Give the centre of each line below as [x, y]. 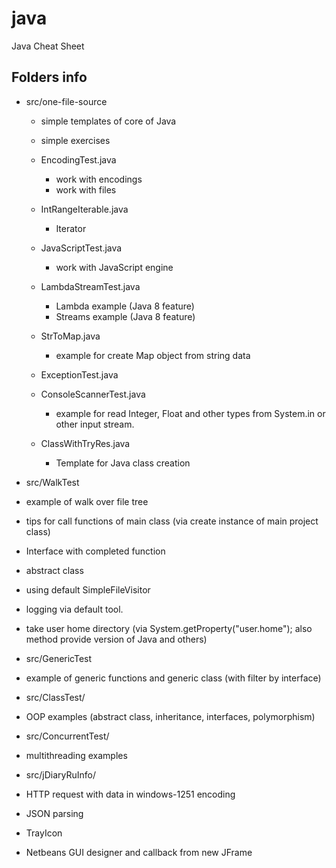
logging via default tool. [74, 609]
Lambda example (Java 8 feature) [125, 306]
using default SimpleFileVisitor [88, 589]
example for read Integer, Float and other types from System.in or [190, 413]
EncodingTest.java [78, 159]
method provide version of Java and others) [116, 639]
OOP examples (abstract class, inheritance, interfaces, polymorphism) [170, 716]
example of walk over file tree [87, 501]
